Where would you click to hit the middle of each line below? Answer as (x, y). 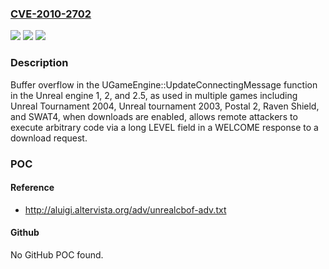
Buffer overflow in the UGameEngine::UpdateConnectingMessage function (164, 84)
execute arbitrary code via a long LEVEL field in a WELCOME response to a (164, 127)
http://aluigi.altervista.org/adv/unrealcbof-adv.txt (125, 209)
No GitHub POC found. (57, 254)
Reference (32, 188)
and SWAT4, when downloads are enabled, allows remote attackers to (154, 116)
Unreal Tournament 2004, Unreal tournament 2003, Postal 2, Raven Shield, (165, 106)
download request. (49, 138)
